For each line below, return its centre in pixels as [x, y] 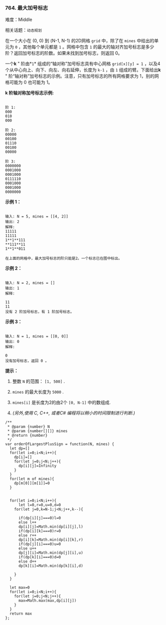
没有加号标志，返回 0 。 [27, 361]
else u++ [27, 548]
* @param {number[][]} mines [38, 431]
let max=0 [20, 588]
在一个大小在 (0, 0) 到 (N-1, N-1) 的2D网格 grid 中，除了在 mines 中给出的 [80, 41]
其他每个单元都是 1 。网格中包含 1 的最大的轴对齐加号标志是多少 [89, 47]
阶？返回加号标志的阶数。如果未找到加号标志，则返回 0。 [64, 53]
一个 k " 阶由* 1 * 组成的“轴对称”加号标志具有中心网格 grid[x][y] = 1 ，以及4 [83, 64]
